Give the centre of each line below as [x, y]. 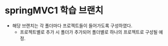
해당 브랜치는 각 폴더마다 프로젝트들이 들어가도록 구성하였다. [72, 26]
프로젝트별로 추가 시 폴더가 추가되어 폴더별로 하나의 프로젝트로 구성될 [89, 32]
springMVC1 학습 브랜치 [54, 10]
